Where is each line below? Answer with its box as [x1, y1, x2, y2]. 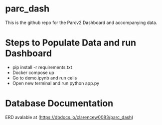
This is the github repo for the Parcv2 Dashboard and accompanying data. [5, 19, 158, 25]
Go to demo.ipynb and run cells [12, 74, 77, 80]
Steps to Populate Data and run [5, 37, 137, 48]
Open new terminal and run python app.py [12, 80, 100, 86]
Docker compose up [12, 69, 54, 75]
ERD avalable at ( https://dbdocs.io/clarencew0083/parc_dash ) [5, 114, 134, 120]
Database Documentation [5, 98, 114, 109]
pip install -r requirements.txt [12, 64, 72, 70]
